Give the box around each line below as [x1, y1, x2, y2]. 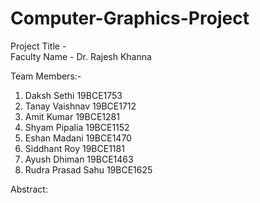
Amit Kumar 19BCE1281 [24, 110, 120, 122]
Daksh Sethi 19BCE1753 [24, 89, 123, 101]
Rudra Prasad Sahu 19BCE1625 [24, 163, 153, 176]
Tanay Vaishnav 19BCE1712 [24, 100, 137, 112]
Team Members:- [10, 70, 82, 82]
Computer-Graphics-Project [10, 7, 250, 30]
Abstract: [10, 183, 48, 195]
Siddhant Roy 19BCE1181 [24, 142, 125, 154]
